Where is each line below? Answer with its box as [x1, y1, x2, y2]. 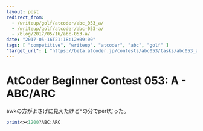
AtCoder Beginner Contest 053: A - [6, 73, 187, 87]
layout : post [6, 8, 39, 15]
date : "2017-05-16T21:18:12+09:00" [6, 37, 96, 43]
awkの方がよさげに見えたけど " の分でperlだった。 [6, 107, 130, 114]
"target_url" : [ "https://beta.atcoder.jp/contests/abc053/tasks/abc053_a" [6, 48, 201, 54]
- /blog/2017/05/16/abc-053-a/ [11, 31, 91, 37]
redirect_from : [6, 14, 45, 20]
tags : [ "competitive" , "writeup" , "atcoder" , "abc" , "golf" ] [6, 43, 169, 49]
